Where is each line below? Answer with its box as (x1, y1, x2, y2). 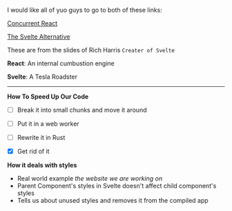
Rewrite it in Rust (17, 134, 66, 142)
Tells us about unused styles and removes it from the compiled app (17, 197, 209, 205)
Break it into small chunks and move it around (17, 106, 147, 114)
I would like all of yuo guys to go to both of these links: (7, 6, 162, 14)
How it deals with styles (7, 161, 77, 170)
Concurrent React (7, 19, 58, 27)
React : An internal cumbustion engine (7, 59, 115, 68)
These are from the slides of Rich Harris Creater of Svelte (7, 46, 175, 54)
